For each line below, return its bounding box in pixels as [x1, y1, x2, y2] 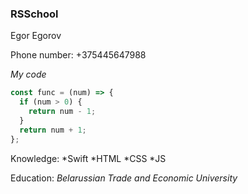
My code [10, 68, 47, 81]
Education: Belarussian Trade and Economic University [10, 172, 238, 184]
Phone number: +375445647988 [10, 49, 147, 61]
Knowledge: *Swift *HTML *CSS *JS [10, 152, 167, 164]
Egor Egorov [10, 30, 62, 42]
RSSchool [10, 7, 59, 21]
